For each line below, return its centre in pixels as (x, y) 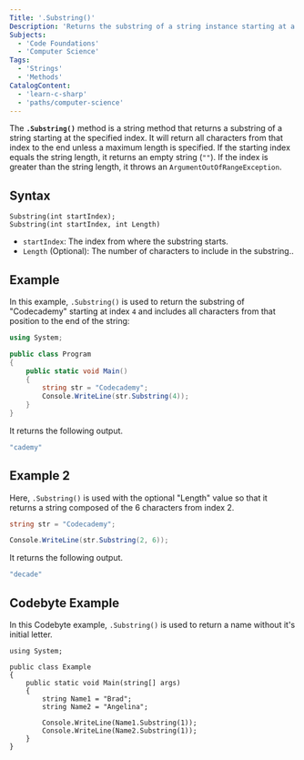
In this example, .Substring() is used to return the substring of (127, 302)
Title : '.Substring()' (52, 18)
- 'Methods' (41, 77)
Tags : (20, 60)
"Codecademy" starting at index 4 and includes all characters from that (142, 311)
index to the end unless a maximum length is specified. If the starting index (150, 147)
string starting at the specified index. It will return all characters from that (147, 138)
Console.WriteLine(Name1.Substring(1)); (120, 723)
